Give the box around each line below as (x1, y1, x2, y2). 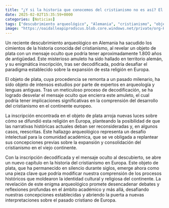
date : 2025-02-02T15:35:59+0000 (5, 12, 73, 17)
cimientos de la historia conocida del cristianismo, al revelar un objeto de (5, 45, 156, 51)
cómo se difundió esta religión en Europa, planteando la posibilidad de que (5, 118, 160, 124)
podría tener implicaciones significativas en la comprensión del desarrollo (5, 97, 158, 103)
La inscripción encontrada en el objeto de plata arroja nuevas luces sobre (5, 113, 157, 119)
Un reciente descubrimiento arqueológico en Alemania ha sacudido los (5, 40, 152, 46)
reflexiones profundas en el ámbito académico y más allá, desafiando (5, 186, 149, 192)
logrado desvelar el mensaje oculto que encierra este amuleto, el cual (5, 92, 150, 98)
